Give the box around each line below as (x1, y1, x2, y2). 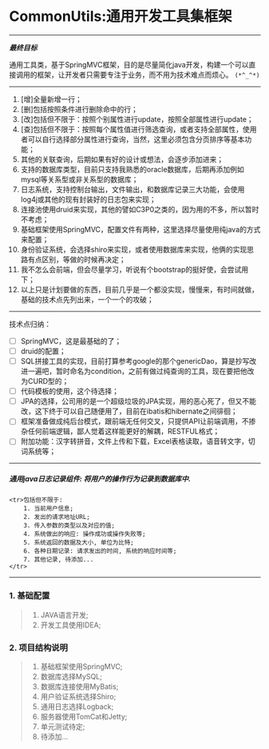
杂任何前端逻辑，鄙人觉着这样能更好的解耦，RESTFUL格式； (20, 426, 220, 437)
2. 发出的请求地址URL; (23, 513, 90, 521)
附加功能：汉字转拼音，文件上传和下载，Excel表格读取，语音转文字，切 (20, 437, 256, 446)
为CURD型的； (20, 377, 69, 386)
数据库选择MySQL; (40, 671, 103, 681)
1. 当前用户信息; (23, 505, 74, 513)
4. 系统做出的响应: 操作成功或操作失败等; (23, 530, 146, 538)
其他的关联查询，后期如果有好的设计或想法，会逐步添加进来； (20, 154, 224, 164)
